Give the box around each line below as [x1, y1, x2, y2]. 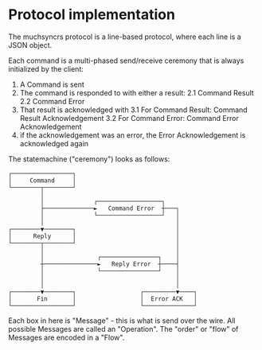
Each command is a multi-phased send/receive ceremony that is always [8, 56, 244, 65]
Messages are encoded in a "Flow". [8, 332, 125, 342]
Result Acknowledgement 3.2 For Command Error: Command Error [19, 113, 239, 122]
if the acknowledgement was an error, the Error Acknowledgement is [19, 130, 246, 140]
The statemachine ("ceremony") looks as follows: [8, 154, 170, 164]
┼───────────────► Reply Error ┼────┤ [40, 260, 180, 268]
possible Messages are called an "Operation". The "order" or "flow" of [8, 324, 239, 333]
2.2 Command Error [19, 96, 85, 106]
